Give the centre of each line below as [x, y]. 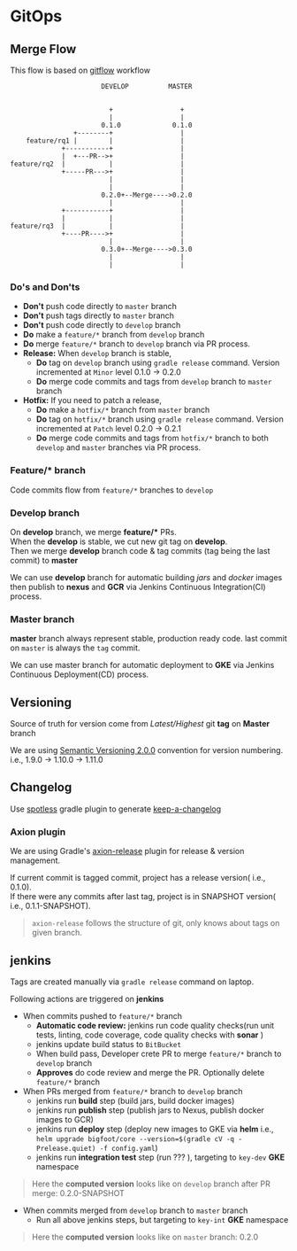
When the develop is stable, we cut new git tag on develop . [119, 541]
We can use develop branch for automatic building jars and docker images [146, 577]
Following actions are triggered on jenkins [87, 998]
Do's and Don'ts [45, 287]
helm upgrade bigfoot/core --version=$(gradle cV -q [135, 1139]
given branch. [57, 933]
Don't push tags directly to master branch [99, 315]
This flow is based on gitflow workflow [80, 70]
